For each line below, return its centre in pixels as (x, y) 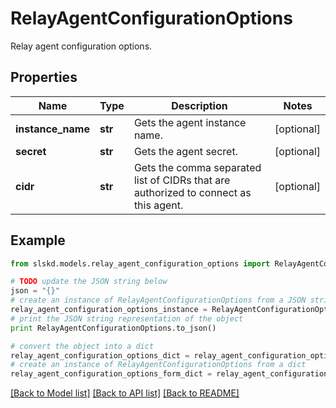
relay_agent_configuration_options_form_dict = (111, 374)
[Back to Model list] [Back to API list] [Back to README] (125, 393)
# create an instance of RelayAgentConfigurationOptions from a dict (158, 365)
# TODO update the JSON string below (89, 282)
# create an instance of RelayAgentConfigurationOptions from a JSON (158, 300)
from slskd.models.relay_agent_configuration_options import (140, 263)
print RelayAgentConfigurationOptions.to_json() (113, 328)
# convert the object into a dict (82, 346)
